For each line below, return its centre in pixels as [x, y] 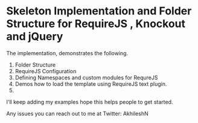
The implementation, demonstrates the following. [67, 53]
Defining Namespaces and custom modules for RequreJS [86, 77]
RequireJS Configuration [46, 71]
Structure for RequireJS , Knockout [96, 24]
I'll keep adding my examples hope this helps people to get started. [90, 102]
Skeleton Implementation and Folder [99, 11]
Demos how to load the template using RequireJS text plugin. [91, 84]
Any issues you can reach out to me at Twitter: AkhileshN [78, 113]
